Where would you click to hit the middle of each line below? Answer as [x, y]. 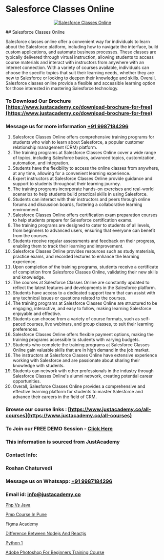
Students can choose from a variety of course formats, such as [76, 319]
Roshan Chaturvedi [29, 468]
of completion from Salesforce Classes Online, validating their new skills [85, 272]
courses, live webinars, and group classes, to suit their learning [90, 324]
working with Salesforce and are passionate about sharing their [76, 360]
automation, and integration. [41, 163]
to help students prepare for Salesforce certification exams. [72, 220]
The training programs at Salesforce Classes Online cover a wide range [84, 153]
